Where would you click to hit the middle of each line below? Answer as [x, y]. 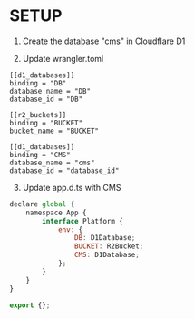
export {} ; [30, 305]
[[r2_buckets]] [38, 115]
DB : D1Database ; [105, 238]
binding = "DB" [38, 83]
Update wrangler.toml [63, 58]
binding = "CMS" [40, 155]
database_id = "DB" [46, 99]
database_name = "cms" [52, 163]
